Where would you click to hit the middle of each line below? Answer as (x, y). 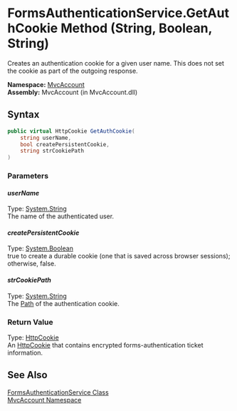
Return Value (30, 322)
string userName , (46, 138)
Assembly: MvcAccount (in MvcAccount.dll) (73, 92)
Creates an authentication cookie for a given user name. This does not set (116, 63)
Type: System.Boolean (40, 248)
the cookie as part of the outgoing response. (73, 71)
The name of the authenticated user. (61, 216)
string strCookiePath (52, 151)
